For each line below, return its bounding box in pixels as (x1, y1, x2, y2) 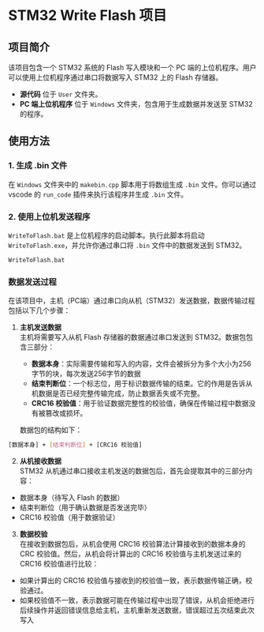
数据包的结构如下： (19, 425, 83, 434)
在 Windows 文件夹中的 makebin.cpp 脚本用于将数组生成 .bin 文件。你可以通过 (8, 179, 257, 189)
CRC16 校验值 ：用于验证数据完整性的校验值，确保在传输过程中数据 (31, 399, 249, 408)
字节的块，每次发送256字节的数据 (31, 369, 142, 378)
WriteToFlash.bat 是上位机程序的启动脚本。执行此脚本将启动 (8, 230, 205, 240)
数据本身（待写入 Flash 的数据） (19, 493, 125, 502)
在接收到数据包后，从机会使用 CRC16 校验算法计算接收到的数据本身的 (19, 540, 246, 549)
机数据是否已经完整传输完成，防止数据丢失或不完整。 (31, 389, 205, 398)
